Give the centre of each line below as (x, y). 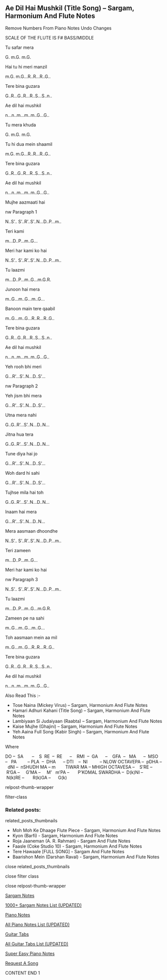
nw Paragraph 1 (21, 212)
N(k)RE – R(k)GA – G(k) (37, 777)
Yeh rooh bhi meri (23, 366)
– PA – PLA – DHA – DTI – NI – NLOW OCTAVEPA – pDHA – (83, 761)
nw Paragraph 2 (22, 386)
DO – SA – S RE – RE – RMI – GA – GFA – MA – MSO (82, 756)
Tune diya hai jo (21, 453)
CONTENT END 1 (23, 973)
